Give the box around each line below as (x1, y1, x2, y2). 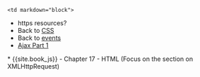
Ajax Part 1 (17, 41, 49, 49)
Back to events (17, 34, 61, 42)
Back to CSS (17, 27, 54, 34)
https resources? (17, 19, 67, 27)
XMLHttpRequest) (7, 62, 60, 70)
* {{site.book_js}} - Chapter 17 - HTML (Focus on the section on (7, 55, 193, 63)
